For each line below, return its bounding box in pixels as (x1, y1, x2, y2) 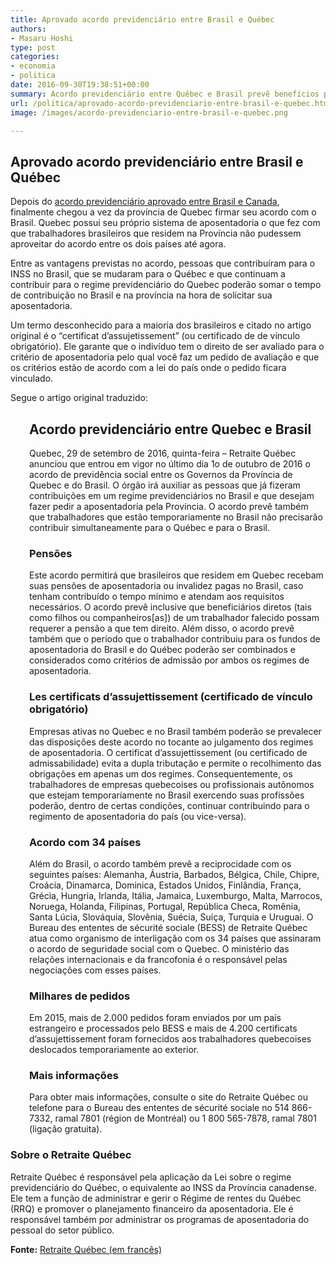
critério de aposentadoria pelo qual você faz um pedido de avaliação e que (10, 351, 320, 363)
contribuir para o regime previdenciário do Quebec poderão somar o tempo (10, 279, 322, 291)
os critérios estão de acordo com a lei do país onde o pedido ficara (10, 362, 287, 374)
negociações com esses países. (29, 964, 162, 976)
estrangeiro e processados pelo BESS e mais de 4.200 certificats (29, 1022, 298, 1035)
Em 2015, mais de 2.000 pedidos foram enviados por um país (29, 1012, 282, 1024)
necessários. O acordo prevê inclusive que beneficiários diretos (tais (29, 601, 312, 613)
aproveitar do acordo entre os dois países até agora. (10, 238, 227, 250)
